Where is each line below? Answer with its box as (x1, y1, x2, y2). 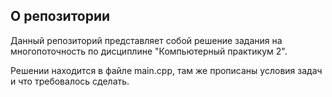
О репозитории (10, 8, 111, 25)
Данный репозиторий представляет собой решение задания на (10, 34, 283, 46)
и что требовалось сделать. (10, 75, 130, 87)
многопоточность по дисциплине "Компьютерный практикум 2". (10, 45, 288, 57)
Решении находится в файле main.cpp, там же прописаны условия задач (10, 64, 323, 76)
